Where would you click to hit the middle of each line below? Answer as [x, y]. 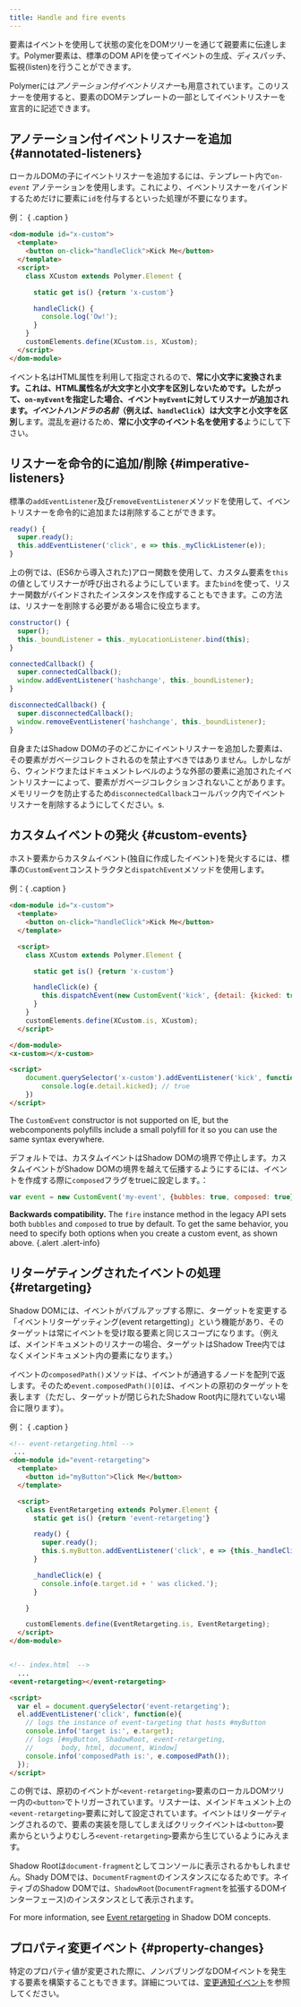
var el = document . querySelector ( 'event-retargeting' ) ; [124, 1706]
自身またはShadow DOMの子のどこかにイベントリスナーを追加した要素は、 [149, 748]
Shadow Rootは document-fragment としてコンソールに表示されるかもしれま [146, 1866]
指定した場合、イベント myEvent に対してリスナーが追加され [181, 399]
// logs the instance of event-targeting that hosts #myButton [146, 1723]
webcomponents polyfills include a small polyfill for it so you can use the [143, 1129]
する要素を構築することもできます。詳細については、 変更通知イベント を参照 [150, 1982]
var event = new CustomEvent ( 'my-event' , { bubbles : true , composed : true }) [154, 1196]
